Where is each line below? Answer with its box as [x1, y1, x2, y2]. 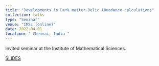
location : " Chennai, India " [5, 31, 70, 36]
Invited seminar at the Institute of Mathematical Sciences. [5, 46, 126, 51]
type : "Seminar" [5, 17, 40, 22]
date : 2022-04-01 [5, 27, 42, 32]
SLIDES [5, 55, 21, 61]
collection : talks [5, 12, 44, 17]
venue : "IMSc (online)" [5, 21, 56, 27]
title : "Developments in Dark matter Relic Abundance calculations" [5, 7, 154, 13]
